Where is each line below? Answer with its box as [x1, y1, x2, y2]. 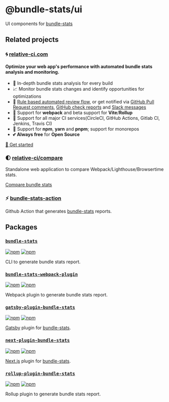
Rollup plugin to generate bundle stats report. [5, 391, 101, 397]
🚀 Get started [5, 142, 33, 148]
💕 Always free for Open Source [12, 132, 80, 138]
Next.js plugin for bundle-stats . [5, 357, 71, 364]
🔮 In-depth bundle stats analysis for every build [12, 80, 113, 87]
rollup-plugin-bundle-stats [5, 370, 75, 376]
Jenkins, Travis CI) [12, 120, 52, 126]
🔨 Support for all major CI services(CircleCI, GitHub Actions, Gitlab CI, [12, 115, 160, 121]
